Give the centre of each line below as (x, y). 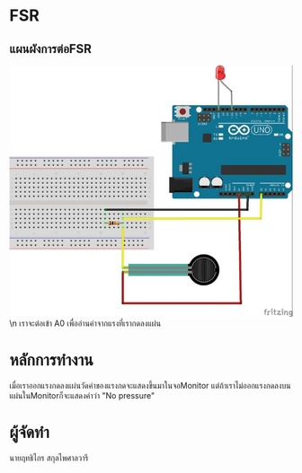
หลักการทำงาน (52, 359)
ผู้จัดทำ (29, 432)
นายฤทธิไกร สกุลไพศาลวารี (49, 458)
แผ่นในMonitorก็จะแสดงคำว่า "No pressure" (82, 395)
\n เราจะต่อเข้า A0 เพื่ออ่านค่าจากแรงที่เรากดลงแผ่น (85, 323)
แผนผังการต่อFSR (51, 49)
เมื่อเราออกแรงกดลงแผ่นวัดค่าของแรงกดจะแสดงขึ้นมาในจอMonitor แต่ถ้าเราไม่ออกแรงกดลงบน (150, 385)
